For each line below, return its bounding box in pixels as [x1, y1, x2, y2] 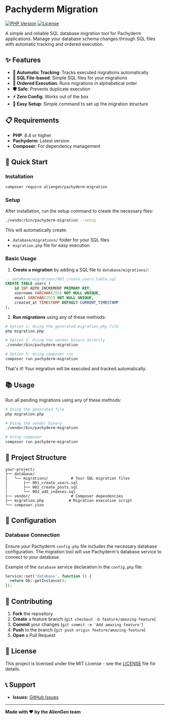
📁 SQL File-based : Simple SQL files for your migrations [12, 75, 127, 81]
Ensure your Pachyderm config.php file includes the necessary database [5, 543, 157, 549]
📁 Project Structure [5, 454, 67, 462]
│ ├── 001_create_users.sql [5, 480, 78, 485]
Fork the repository [12, 610, 53, 616]
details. [5, 666, 21, 672]
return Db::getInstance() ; [10, 578, 67, 583]
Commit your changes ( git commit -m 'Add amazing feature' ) [12, 621, 143, 627]
